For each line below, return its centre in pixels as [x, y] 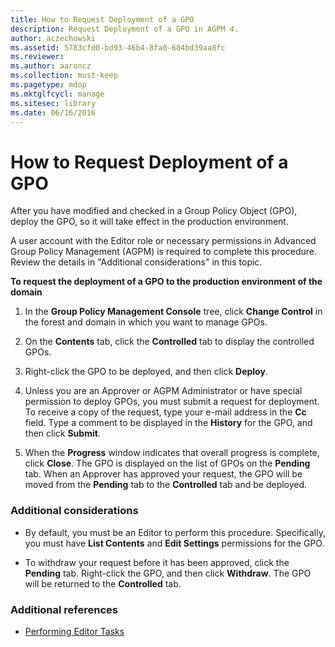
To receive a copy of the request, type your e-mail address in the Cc [165, 412]
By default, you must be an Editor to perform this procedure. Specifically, [175, 532]
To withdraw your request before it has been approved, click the [157, 562]
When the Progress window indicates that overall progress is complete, [172, 453]
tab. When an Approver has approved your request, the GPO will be [163, 474]
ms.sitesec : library [53, 103]
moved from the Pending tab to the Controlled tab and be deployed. [166, 485]
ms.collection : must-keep [64, 76]
